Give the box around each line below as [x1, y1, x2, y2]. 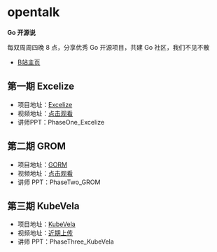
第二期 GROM [7, 141, 66, 153]
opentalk [7, 4, 60, 20]
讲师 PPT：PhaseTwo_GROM [17, 178, 101, 186]
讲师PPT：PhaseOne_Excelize [17, 118, 105, 126]
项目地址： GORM [17, 160, 68, 169]
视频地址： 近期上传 [17, 229, 73, 237]
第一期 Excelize [7, 80, 75, 92]
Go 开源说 [7, 28, 36, 36]
